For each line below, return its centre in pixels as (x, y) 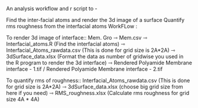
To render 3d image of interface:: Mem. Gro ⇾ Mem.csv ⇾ (77, 37)
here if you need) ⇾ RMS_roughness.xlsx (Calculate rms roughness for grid (98, 93)
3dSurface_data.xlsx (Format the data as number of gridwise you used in (95, 56)
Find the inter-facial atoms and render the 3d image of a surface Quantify (95, 20)
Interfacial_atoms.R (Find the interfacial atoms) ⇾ (66, 44)
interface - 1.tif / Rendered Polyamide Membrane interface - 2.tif (85, 69)
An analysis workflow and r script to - (52, 9)
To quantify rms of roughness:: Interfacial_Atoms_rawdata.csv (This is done (98, 80)
